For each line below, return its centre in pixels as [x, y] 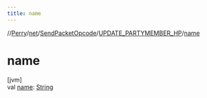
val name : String [30, 87]
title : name [24, 13]
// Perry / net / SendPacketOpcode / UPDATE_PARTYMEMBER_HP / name [103, 33]
